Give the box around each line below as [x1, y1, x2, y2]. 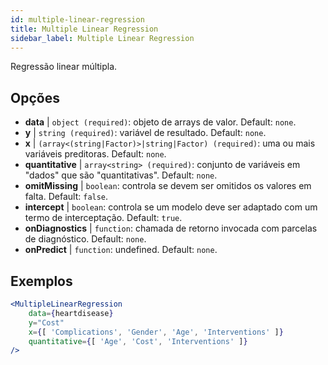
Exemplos [10, 272, 73, 290]
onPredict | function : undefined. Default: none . [24, 244, 218, 256]
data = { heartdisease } [28, 308, 114, 318]
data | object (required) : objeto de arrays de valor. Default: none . [24, 116, 297, 128]
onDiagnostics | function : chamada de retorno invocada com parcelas [24, 222, 318, 235]
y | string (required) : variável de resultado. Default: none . [24, 127, 267, 139]
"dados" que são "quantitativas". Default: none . [24, 169, 218, 181]
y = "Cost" [28, 317, 65, 328]
